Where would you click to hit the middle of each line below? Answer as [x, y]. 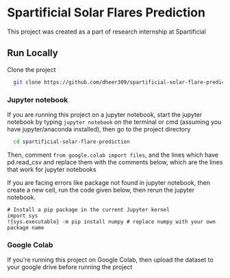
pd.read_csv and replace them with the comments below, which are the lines [115, 162]
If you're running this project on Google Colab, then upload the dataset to [110, 260]
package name [26, 227]
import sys [23, 216]
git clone [27, 82]
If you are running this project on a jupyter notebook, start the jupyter [105, 114]
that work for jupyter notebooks [52, 169]
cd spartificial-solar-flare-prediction [72, 142]
